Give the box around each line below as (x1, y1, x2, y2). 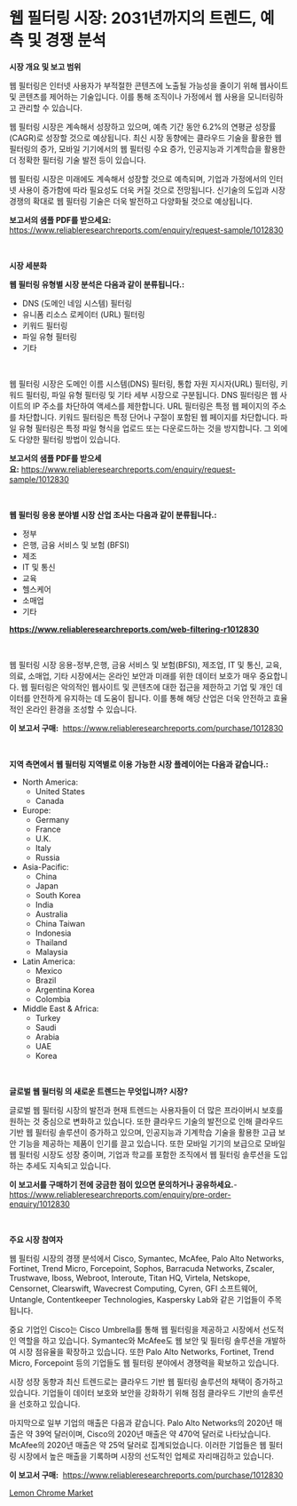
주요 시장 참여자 (9, 1234, 64, 1245)
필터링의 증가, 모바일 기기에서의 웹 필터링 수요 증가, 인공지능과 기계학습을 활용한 (9, 143, 286, 154)
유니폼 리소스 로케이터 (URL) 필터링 (21, 308, 145, 320)
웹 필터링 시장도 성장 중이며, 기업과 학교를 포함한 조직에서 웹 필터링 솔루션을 (9, 1149, 272, 1159)
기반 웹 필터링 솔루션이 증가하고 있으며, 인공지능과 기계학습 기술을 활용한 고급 (9, 1127, 277, 1137)
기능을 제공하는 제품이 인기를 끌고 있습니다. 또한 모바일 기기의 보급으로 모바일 (18, 1138, 286, 1149)
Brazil (35, 975, 57, 985)
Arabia (35, 1032, 60, 1042)
